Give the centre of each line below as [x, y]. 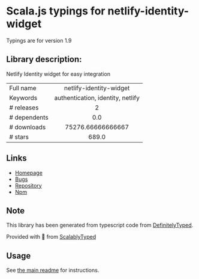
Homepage [29, 173]
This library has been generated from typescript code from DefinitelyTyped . [100, 225]
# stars [19, 136]
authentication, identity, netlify [97, 97]
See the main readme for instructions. [53, 270]
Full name [23, 88]
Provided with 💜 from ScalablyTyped [51, 237]
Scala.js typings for [56, 11]
